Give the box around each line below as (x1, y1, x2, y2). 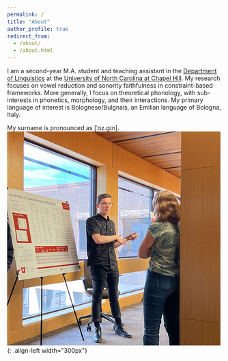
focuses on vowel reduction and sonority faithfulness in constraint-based (7, 82, 214, 89)
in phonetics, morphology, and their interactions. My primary (33, 96, 203, 104)
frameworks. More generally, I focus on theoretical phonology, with (7, 89, 196, 97)
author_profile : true (7, 25, 69, 32)
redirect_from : (7, 33, 51, 40)
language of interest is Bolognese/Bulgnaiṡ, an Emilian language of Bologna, (7, 103, 222, 111)
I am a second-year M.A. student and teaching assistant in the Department (7, 67, 217, 75)
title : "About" (7, 18, 51, 25)
